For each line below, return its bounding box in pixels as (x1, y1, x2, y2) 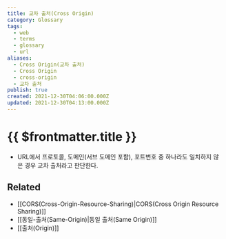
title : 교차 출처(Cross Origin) (7, 10, 94, 17)
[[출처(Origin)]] (17, 224, 59, 232)
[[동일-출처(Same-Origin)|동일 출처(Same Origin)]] (17, 215, 157, 223)
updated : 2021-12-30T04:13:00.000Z (7, 100, 110, 106)
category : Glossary (7, 16, 63, 23)
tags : (7, 23, 23, 30)
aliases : (7, 55, 32, 62)
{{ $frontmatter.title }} (7, 129, 137, 145)
